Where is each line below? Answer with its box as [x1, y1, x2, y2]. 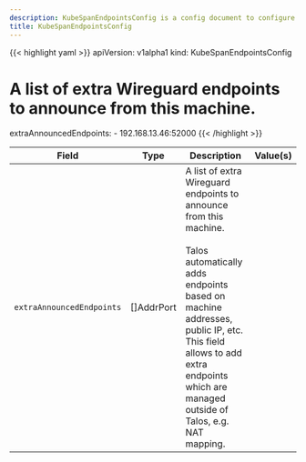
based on [185, 290, 226, 303]
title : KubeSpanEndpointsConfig [9, 22, 132, 31]
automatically [185, 256, 243, 268]
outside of [185, 404, 229, 417]
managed [185, 392, 226, 405]
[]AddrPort [130, 301, 177, 314]
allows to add [185, 346, 243, 359]
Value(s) [254, 149, 292, 162]
